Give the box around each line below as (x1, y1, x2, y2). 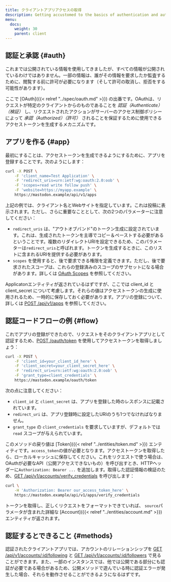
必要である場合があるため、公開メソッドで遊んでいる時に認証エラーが (14, 565, 161, 571)
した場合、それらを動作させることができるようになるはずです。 (9, 571, 144, 577)
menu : (5, 17, 17, 22)
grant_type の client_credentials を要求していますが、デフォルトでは (12, 424, 161, 430)
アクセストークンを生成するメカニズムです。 (5, 121, 98, 127)
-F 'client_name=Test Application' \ (14, 173, 95, 178)
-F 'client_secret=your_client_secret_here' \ (14, 363, 115, 368)
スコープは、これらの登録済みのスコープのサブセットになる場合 (30, 263, 164, 270)
